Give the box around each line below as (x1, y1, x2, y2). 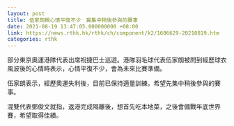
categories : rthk (7, 36, 58, 43)
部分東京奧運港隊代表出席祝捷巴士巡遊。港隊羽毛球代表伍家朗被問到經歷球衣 (7, 56, 227, 64)
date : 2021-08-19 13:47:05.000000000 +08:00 (7, 23, 139, 30)
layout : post (7, 10, 45, 17)
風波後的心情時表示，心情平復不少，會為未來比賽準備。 (7, 64, 166, 73)
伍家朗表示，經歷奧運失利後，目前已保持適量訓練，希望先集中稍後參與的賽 (7, 79, 221, 87)
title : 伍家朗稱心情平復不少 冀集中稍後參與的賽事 (7, 17, 138, 24)
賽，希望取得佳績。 (7, 111, 63, 120)
